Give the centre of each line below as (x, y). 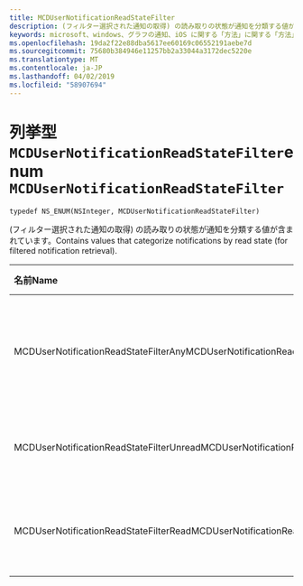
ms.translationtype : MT (54, 60)
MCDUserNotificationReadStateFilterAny (100, 351)
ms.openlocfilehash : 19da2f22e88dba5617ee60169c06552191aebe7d (131, 43)
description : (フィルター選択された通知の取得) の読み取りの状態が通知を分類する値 (149, 26)
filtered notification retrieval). (63, 250)
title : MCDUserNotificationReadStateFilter (92, 18)
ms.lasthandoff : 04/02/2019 (62, 77)
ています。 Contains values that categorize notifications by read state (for (152, 240)
